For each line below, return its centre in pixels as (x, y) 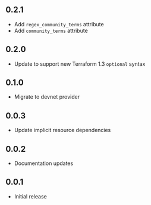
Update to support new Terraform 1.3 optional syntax (80, 64)
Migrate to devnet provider (47, 97)
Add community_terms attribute (51, 30)
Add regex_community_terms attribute (59, 24)
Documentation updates (44, 163)
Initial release (30, 196)
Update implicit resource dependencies (62, 130)
